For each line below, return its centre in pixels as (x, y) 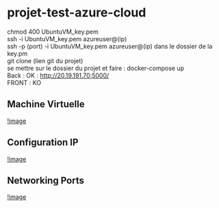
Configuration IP (43, 142)
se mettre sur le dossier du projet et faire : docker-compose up (96, 68)
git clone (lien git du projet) (45, 60)
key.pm (17, 54)
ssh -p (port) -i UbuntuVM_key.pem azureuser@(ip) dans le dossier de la (110, 46)
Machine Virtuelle (46, 104)
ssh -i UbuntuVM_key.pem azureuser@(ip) (67, 38)
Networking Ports (46, 180)
